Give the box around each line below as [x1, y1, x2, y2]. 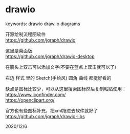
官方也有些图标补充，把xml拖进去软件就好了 [5, 107, 98, 113]
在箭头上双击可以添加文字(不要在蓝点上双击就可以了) [5, 64, 117, 70]
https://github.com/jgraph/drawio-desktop [5, 53, 95, 60]
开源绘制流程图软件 [5, 31, 46, 37]
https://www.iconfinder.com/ [5, 91, 66, 98]
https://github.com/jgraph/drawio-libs [5, 113, 85, 119]
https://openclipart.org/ [5, 97, 55, 103]
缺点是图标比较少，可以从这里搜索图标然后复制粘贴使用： [5, 86, 126, 92]
